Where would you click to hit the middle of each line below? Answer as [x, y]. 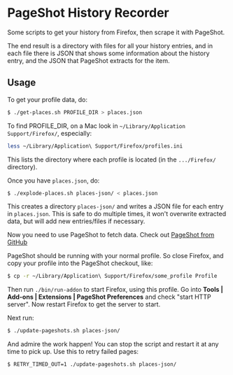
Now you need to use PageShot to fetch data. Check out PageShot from [111, 235]
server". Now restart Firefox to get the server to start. [84, 304]
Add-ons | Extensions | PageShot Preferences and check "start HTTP [109, 297]
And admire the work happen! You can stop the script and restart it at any [113, 344]
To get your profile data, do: [47, 99]
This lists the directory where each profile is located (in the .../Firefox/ [112, 160]
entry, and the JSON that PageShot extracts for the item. [89, 60]
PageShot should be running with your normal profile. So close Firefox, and [115, 256]
